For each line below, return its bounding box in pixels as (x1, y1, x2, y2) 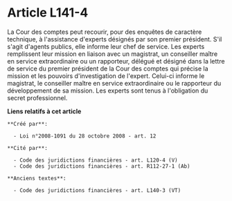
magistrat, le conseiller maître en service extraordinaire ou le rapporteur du (7, 79, 222, 87)
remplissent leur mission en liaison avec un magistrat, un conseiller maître (7, 50, 218, 58)
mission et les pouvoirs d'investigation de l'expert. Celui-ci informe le (7, 71, 205, 80)
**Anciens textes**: (7, 175, 67, 182)
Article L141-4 (7, 5, 89, 21)
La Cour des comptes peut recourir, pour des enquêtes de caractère (7, 28, 202, 36)
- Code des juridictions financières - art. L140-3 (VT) (13, 186, 181, 194)
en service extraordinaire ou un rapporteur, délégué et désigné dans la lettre (7, 57, 225, 65)
